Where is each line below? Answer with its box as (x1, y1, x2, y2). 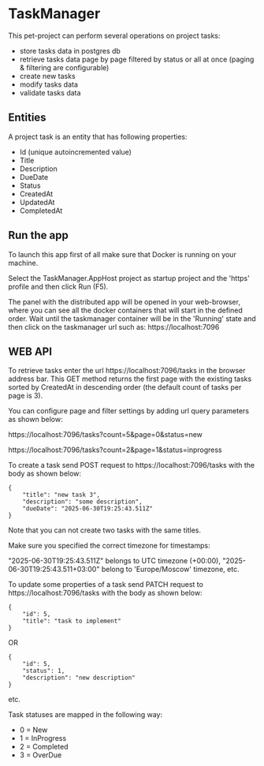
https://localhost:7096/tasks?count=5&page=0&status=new (8, 430, 203, 439)
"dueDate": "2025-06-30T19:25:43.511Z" (22, 505, 154, 513)
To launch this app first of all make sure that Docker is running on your (8, 249, 236, 259)
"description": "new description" (22, 674, 136, 682)
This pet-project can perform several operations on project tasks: (8, 31, 221, 40)
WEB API (8, 345, 53, 358)
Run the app (8, 229, 69, 242)
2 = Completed (19, 742, 69, 752)
